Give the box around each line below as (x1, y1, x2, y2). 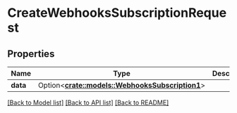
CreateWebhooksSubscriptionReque (7, 5, 227, 21)
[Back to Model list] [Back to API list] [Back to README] (7, 98, 169, 107)
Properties (7, 48, 55, 60)
